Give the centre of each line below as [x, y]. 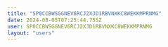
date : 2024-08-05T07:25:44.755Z [54, 20]
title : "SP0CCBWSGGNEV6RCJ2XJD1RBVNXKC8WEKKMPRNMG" [84, 13]
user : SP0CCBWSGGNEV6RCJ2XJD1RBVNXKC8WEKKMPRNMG [80, 26]
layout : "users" [31, 33]
